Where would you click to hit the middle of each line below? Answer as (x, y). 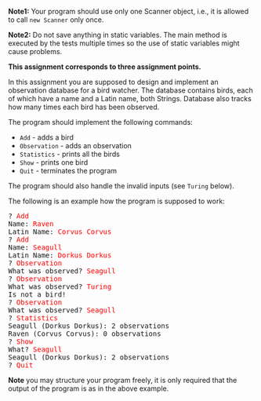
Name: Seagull (35, 248)
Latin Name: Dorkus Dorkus (60, 255)
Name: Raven (31, 224)
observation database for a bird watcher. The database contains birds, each (130, 90)
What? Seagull (35, 350)
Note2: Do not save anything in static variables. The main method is (118, 35)
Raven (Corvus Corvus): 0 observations (85, 334)
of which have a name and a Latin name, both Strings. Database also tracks (130, 98)
